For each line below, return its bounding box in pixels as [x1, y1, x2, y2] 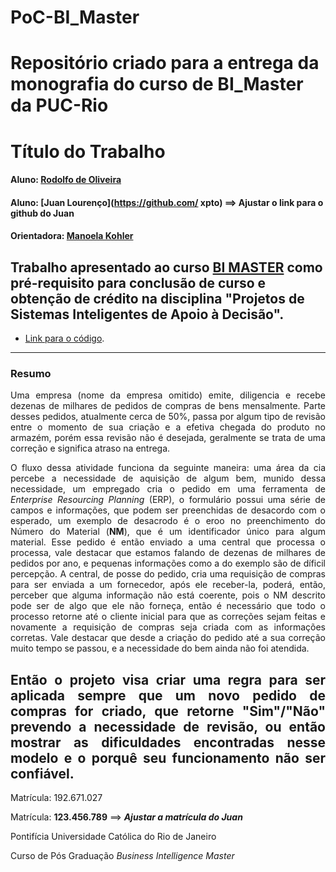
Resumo [10, 367, 52, 381]
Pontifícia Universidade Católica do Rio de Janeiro [10, 831, 217, 843]
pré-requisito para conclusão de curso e [10, 274, 267, 291]
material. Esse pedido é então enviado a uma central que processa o [10, 536, 326, 548]
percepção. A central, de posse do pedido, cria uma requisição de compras [10, 568, 326, 580]
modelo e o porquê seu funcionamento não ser [10, 749, 326, 766]
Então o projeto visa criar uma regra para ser [10, 671, 326, 688]
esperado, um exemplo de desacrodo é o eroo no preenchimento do [10, 515, 326, 527]
